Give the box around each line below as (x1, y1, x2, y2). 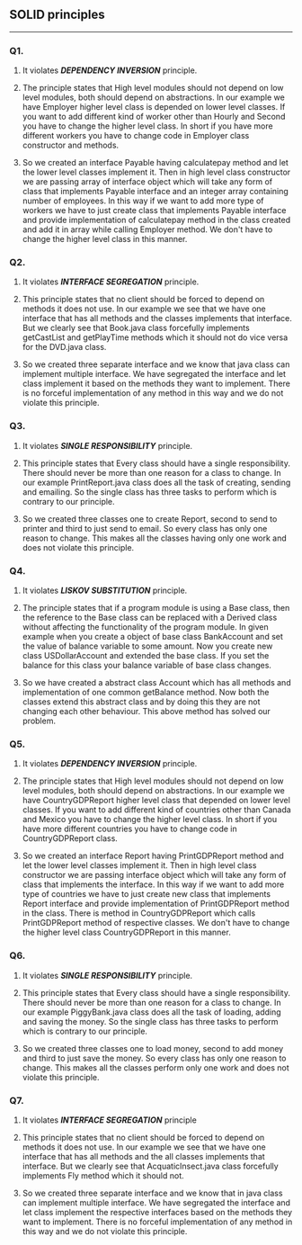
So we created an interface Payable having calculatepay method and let (22, 157, 289, 168)
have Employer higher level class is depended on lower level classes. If (22, 102, 286, 112)
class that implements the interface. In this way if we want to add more (22, 879, 285, 890)
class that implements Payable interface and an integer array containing (22, 186, 289, 197)
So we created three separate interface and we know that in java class (22, 1187, 283, 1198)
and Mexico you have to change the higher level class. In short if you (22, 814, 278, 825)
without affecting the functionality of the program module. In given (22, 622, 269, 632)
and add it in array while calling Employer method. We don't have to (22, 224, 273, 235)
